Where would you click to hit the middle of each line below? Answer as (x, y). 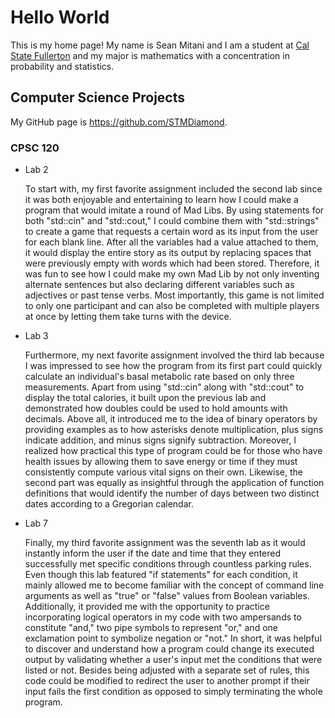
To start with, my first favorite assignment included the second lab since (173, 189)
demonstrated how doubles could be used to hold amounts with (156, 408)
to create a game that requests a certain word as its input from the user (171, 232)
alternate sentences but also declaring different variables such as (159, 285)
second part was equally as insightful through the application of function (174, 483)
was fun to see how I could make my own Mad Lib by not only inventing (172, 274)
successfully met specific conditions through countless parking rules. (168, 564)
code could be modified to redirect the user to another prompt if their (167, 681)
